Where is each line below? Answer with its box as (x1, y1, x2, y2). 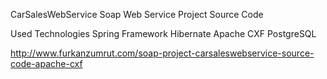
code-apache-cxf (10, 58, 83, 69)
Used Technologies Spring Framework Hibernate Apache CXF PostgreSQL (10, 28, 317, 39)
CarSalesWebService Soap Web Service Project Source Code (10, 9, 264, 20)
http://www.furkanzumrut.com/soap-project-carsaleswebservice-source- (10, 47, 315, 59)
